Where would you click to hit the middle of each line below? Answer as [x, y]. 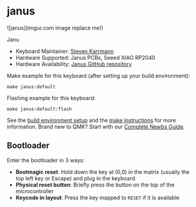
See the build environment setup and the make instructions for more [92, 120]
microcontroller [34, 191]
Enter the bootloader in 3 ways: [46, 160]
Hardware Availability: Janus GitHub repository [74, 64]
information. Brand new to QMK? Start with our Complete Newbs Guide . [96, 126]
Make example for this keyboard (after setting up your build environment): [99, 75]
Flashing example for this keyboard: [51, 98]
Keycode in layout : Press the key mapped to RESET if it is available [97, 197]
